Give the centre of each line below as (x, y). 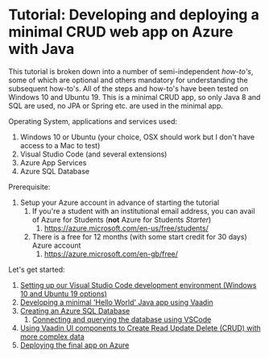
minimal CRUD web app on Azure (121, 32)
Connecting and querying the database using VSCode (122, 319)
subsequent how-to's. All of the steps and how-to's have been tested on (128, 88)
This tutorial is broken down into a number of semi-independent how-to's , (131, 71)
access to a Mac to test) (60, 145)
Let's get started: (37, 269)
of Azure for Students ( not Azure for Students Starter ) (122, 219)
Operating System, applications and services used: (93, 121)
